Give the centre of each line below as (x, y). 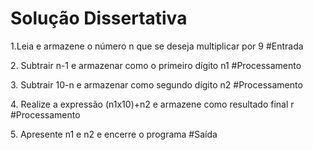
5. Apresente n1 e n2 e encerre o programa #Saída (114, 134)
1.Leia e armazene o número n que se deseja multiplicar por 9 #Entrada (157, 46)
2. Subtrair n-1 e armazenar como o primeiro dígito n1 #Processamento (156, 65)
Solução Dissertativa (99, 18)
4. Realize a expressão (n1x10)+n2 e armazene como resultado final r (152, 104)
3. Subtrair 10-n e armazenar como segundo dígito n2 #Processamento (156, 84)
